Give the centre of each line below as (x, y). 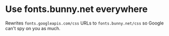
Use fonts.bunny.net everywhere (77, 9)
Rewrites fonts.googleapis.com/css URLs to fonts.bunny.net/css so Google (84, 23)
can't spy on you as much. (33, 28)
